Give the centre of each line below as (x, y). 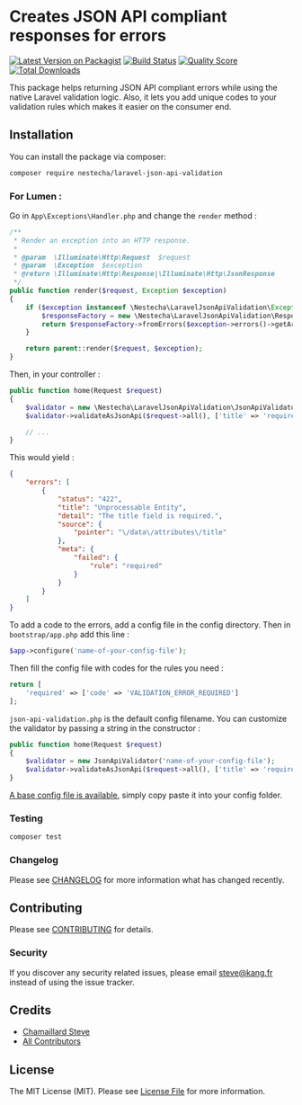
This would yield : (42, 458)
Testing (26, 818)
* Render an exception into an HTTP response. (102, 240)
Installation (41, 135)
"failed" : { (96, 558)
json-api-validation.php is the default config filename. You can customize (148, 718)
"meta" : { (75, 549)
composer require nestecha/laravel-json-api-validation (116, 173)
